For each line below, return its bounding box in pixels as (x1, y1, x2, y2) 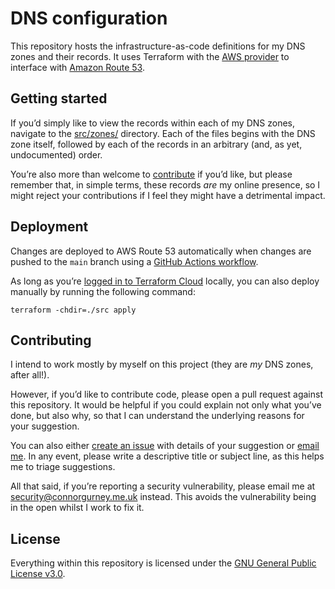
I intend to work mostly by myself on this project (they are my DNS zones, (10, 358, 314, 371)
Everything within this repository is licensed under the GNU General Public (10, 557, 317, 569)
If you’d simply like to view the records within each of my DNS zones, (10, 117, 295, 129)
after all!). (10, 369, 50, 381)
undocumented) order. (10, 148, 103, 161)
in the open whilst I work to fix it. (10, 502, 145, 514)
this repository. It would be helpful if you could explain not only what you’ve (10, 399, 322, 411)
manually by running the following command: (10, 285, 196, 297)
